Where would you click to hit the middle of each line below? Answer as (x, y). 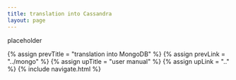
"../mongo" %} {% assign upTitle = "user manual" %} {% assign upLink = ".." (118, 61)
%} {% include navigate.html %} (54, 69)
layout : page (26, 20)
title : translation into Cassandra (60, 14)
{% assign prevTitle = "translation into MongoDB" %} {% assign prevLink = (117, 54)
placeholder (25, 40)
